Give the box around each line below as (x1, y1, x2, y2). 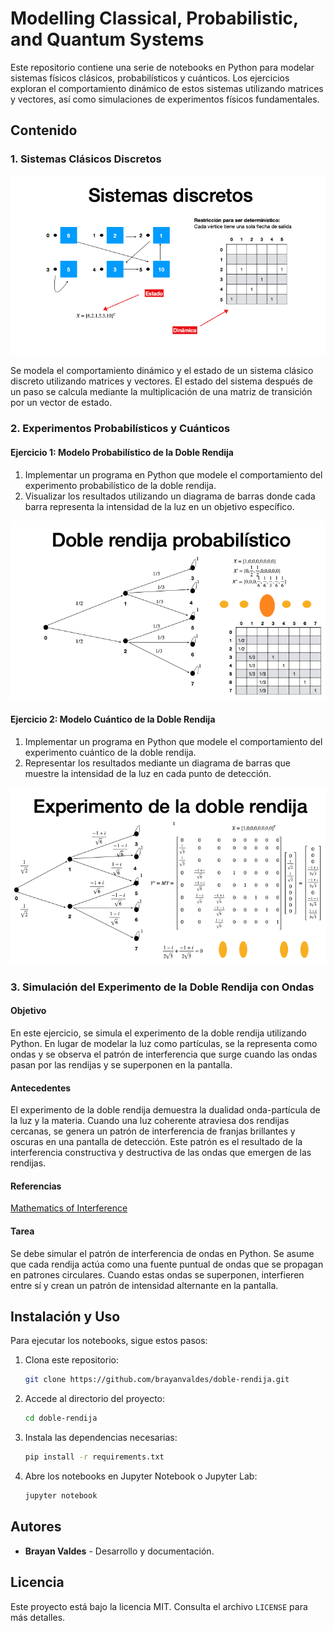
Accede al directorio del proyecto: (24, 1393, 166, 1405)
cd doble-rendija (24, 1413, 98, 1424)
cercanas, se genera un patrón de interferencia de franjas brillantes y (10, 1125, 296, 1137)
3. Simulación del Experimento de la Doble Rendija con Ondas (10, 980, 315, 994)
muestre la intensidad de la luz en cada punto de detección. (24, 767, 272, 779)
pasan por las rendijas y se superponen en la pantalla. (10, 1058, 233, 1071)
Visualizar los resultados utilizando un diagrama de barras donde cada (24, 490, 316, 502)
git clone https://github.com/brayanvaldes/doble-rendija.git (24, 1375, 290, 1385)
